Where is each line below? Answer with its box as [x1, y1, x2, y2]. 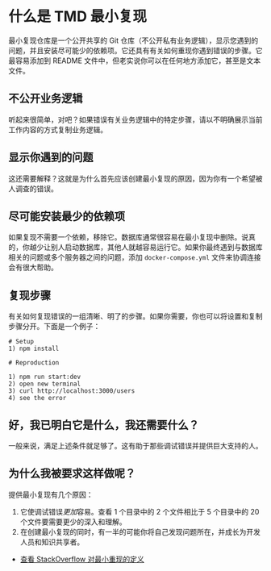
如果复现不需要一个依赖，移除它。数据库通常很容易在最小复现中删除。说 [8, 232, 248, 242]
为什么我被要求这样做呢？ [8, 467, 135, 481]
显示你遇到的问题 [8, 151, 94, 165]
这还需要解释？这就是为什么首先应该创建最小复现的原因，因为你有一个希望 [8, 173, 256, 183]
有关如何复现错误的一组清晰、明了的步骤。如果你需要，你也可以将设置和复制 [8, 311, 263, 321]
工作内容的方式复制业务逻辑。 [8, 124, 107, 134]
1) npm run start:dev [8, 373, 81, 381]
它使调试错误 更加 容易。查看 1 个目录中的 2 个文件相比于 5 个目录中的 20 [19, 506, 260, 516]
